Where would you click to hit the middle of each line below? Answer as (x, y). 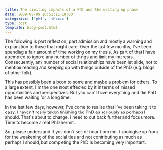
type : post (16, 23)
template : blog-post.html (31, 28)
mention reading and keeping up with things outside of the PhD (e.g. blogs (80, 67)
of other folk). (19, 73)
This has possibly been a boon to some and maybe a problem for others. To (81, 82)
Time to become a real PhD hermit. (40, 123)
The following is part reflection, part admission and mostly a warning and (79, 41)
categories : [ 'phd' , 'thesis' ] (37, 19)
